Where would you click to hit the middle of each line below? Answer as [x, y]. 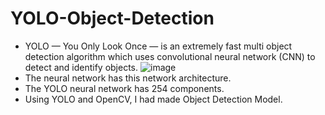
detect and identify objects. [81, 67]
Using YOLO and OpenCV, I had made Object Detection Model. [153, 99]
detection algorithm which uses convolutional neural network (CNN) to [170, 56]
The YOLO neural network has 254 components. [124, 88]
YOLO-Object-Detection [112, 18]
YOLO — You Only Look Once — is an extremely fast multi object [158, 46]
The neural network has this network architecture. [128, 78]
